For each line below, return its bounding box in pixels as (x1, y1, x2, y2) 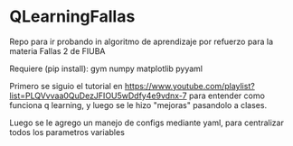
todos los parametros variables (9, 126, 125, 137)
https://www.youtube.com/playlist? (124, 80, 255, 91)
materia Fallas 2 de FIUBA (9, 45, 106, 56)
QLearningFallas (9, 6, 136, 27)
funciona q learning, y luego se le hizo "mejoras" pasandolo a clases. (9, 99, 268, 110)
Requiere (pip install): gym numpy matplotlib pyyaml (9, 63, 203, 74)
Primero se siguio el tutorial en (9, 80, 123, 91)
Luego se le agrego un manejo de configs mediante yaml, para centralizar (9, 117, 285, 128)
